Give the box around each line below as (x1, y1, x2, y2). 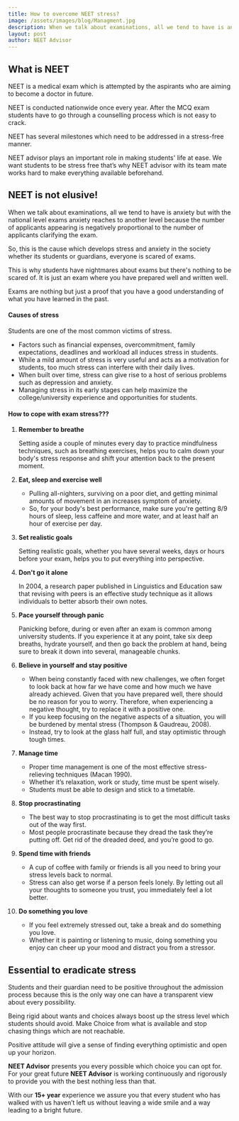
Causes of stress (8, 310, 60, 320)
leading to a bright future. (8, 1105, 83, 1114)
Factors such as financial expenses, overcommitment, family (18, 340, 196, 349)
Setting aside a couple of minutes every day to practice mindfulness (18, 439, 218, 448)
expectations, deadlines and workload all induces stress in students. (18, 347, 218, 356)
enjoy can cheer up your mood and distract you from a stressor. (28, 943, 216, 952)
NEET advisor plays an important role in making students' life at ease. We (8, 153, 223, 162)
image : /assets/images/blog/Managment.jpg (8, 17, 135, 24)
